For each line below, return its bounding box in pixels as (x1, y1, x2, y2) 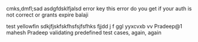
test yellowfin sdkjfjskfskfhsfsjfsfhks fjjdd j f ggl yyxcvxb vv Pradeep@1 (6, 23, 182, 30)
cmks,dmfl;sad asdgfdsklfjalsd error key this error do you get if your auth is (6, 5, 193, 12)
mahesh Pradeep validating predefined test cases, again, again (6, 29, 162, 36)
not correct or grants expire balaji (6, 11, 89, 18)
